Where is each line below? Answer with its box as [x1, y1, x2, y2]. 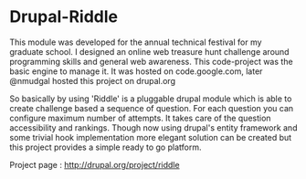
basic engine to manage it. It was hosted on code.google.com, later [9, 66, 263, 77]
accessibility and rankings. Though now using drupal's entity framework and [9, 121, 298, 133]
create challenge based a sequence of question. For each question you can [9, 102, 294, 113]
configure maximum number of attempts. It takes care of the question [9, 112, 271, 123]
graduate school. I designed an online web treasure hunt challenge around [9, 46, 290, 57]
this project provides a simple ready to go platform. [9, 142, 202, 153]
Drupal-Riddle [9, 6, 119, 27]
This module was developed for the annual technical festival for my [9, 37, 262, 47]
